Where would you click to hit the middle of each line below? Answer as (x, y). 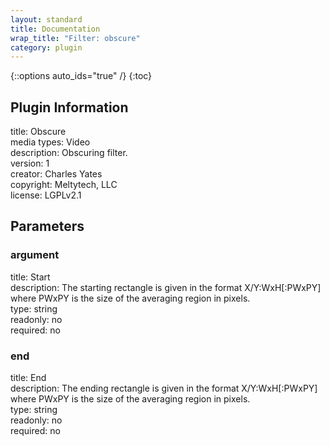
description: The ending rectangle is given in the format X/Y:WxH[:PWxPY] (164, 388)
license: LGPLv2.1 (46, 195)
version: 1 (30, 163)
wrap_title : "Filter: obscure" (75, 38)
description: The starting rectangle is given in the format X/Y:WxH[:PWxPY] (166, 287)
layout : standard (46, 19)
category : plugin (46, 47)
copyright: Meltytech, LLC (64, 185)
